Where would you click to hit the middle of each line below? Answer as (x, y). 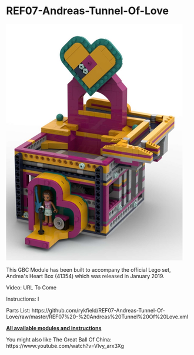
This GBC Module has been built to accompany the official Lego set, (89, 269)
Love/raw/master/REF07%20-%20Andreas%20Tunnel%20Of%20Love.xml (97, 317)
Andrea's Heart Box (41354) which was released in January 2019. (85, 276)
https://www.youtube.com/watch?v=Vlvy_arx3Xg (65, 346)
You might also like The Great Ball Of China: (59, 339)
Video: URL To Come (31, 287)
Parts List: (18, 310)
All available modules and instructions (54, 328)
